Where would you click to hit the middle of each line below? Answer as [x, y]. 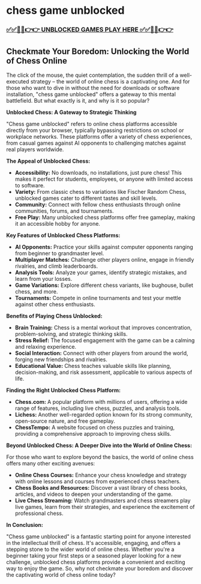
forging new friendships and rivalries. [61, 359]
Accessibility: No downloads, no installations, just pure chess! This [98, 172]
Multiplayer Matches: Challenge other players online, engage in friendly [104, 259]
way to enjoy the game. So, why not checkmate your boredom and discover [100, 568]
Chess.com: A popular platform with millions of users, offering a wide [101, 402]
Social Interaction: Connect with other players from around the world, [101, 353]
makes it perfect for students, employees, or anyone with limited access [104, 179]
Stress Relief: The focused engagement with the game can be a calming [105, 340]
